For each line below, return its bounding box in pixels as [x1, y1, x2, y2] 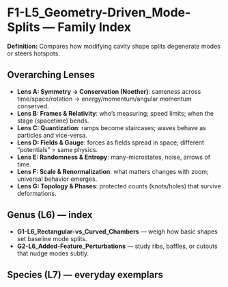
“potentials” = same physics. [16, 145, 98, 153]
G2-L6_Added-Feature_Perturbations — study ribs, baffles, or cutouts [16, 242, 218, 250]
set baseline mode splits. [16, 234, 87, 242]
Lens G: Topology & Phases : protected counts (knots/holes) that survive [16, 182, 222, 190]
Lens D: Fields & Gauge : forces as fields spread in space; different [16, 138, 205, 147]
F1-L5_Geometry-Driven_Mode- [7, 5, 191, 21]
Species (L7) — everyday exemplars [7, 269, 164, 280]
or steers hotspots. [7, 49, 60, 58]
